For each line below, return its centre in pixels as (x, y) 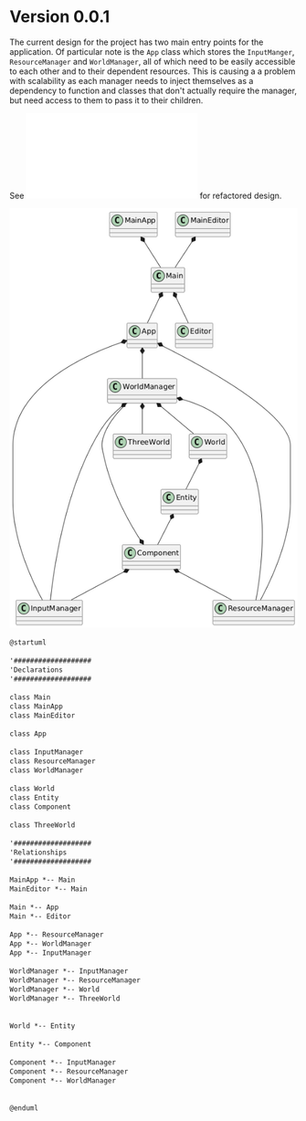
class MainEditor (42, 716)
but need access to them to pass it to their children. (106, 100)
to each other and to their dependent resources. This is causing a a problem (153, 71)
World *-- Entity (42, 1026)
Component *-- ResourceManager (69, 1072)
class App (28, 734)
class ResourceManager (53, 761)
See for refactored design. (146, 195)
